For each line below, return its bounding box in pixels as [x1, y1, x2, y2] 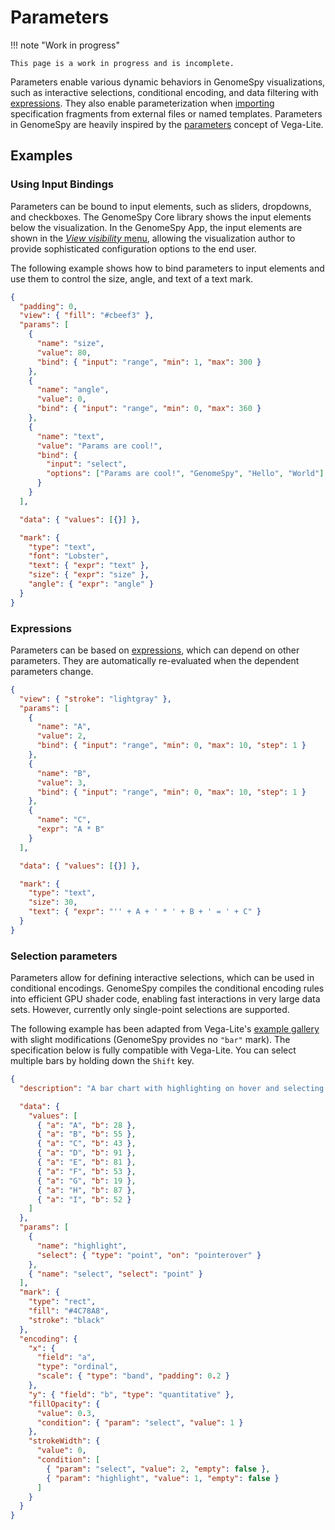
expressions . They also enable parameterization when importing [10, 97, 275, 109]
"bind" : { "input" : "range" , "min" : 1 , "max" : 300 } [36, 357, 262, 367]
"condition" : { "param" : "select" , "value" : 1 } [36, 1417, 244, 1428]
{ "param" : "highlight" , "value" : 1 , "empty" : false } [46, 1473, 280, 1483]
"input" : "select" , [46, 459, 128, 470]
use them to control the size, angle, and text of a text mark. [10, 272, 254, 285]
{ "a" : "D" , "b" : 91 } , [36, 1148, 137, 1158]
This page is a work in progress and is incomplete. [10, 58, 235, 68]
